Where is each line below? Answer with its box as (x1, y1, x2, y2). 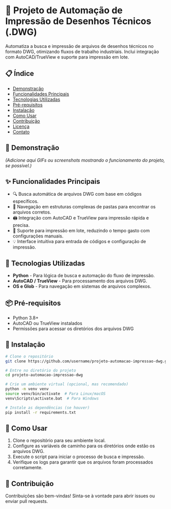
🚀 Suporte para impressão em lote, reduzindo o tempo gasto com (12, 228, 150, 234)
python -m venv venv (5, 387, 49, 392)
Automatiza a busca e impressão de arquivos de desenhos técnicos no (5, 43, 154, 49)
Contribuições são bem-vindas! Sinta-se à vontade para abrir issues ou (5, 493, 155, 499)
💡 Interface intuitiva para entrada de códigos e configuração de (12, 238, 146, 245)
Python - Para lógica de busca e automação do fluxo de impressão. (12, 273, 155, 279)
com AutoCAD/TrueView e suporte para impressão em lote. (5, 53, 129, 60)
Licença (12, 123, 30, 129)
